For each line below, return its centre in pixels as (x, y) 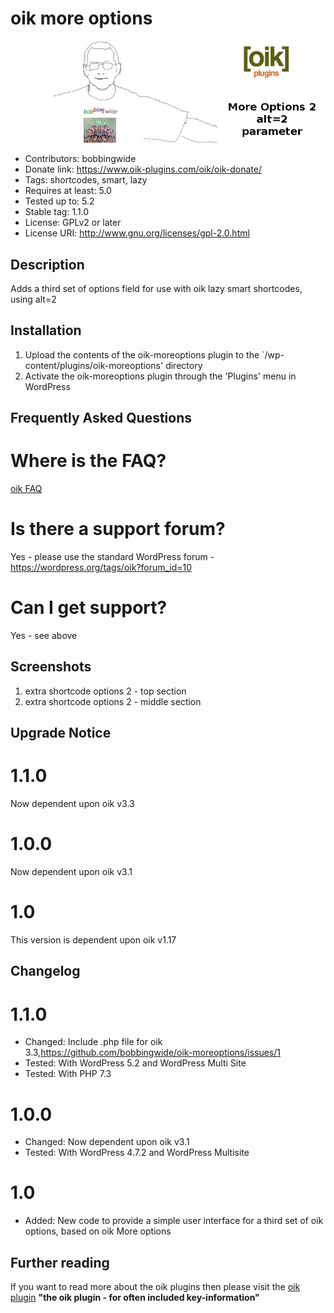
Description (47, 264)
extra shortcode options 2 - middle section (113, 701)
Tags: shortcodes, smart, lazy (86, 180)
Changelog (45, 971)
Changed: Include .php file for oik (93, 1042)
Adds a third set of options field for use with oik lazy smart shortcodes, (156, 288)
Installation (46, 330)
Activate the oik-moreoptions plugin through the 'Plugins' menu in (160, 376)
